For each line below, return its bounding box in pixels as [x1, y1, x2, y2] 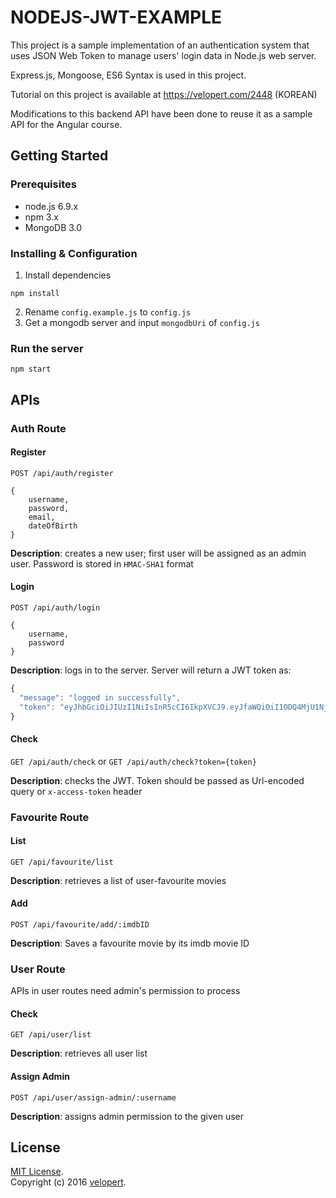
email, [28, 512, 56, 522]
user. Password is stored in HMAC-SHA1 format [10, 557, 194, 570]
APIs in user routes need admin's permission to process [10, 985, 241, 997]
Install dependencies [24, 269, 112, 281]
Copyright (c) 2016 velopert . [10, 1176, 127, 1188]
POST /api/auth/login [10, 602, 101, 613]
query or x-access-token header [10, 785, 143, 797]
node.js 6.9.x [24, 200, 79, 212]
